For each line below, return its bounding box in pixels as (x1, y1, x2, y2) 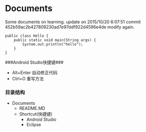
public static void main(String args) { (14, 37, 96, 43)
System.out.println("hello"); (22, 42, 83, 46)
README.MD (19, 105, 45, 111)
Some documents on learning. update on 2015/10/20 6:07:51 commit (5, 19, 141, 25)
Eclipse (26, 122, 41, 128)
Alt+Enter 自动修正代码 (12, 70, 58, 75)
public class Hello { (5, 33, 49, 38)
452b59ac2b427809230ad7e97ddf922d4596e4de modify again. (5, 24, 135, 29)
